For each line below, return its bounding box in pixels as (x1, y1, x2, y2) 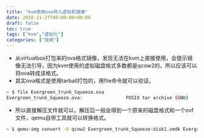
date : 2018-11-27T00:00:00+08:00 (6, 15, 91, 21)
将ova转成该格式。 (15, 70, 62, 76)
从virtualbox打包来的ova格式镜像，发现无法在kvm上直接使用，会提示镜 (15, 54, 193, 61)
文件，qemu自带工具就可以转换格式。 (15, 114, 110, 121)
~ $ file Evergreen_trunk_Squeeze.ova (6, 89, 104, 95)
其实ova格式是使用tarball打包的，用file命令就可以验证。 (15, 77, 155, 84)
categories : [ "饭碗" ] (6, 37, 59, 43)
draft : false (6, 20, 39, 26)
